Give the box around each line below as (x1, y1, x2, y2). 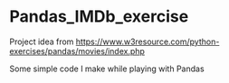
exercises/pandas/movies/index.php (9, 45, 145, 56)
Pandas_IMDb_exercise (9, 6, 189, 27)
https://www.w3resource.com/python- (75, 36, 220, 47)
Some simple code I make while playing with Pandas (9, 63, 205, 74)
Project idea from (9, 36, 74, 47)
